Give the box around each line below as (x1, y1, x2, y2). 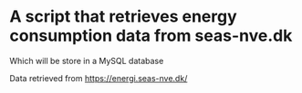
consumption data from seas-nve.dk (9, 25, 293, 46)
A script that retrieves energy (9, 6, 237, 27)
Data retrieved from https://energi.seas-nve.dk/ (9, 72, 188, 83)
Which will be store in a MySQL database (9, 55, 164, 66)
